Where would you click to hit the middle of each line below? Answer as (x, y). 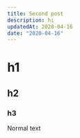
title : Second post (35, 14)
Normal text (24, 128)
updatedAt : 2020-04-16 (40, 26)
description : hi (31, 20)
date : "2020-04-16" (35, 33)
